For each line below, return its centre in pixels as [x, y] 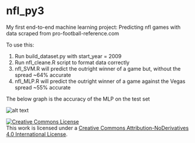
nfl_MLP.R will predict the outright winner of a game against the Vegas [100, 81]
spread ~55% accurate [42, 87]
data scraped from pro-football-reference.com [63, 33]
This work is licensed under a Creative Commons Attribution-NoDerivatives [97, 128]
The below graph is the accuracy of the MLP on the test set [78, 99]
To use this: [20, 45]
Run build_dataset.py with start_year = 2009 [68, 56]
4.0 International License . [37, 134]
